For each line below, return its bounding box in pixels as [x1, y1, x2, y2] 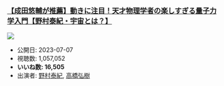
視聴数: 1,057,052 [16, 55, 66, 63]
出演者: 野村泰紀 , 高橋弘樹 [16, 72, 90, 80]
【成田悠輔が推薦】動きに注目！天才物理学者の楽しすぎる [7, 5, 196, 15]
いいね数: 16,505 [16, 63, 65, 71]
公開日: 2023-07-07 [16, 46, 74, 54]
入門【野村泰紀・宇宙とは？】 [14, 16, 113, 25]
